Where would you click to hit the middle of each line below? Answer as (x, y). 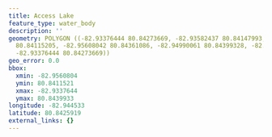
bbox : (17, 68)
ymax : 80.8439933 (45, 98)
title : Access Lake (41, 16)
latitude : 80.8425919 (45, 114)
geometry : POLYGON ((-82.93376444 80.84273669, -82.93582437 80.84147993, (137, 38)
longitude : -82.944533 (47, 106)
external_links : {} (41, 121)
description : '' (36, 31)
